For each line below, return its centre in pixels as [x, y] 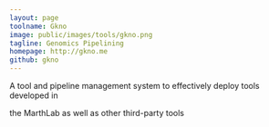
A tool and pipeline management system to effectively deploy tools [134, 86]
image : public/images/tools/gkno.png [81, 34]
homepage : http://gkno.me [58, 52]
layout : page [34, 18]
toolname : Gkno [38, 26]
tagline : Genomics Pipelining [67, 43]
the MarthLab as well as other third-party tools [97, 113]
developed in [34, 95]
